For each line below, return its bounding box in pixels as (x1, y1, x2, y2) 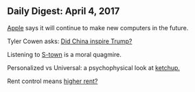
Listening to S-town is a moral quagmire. (7, 50, 122, 58)
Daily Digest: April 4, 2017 (7, 5, 120, 17)
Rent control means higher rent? (7, 77, 98, 85)
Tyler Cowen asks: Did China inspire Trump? (7, 37, 133, 45)
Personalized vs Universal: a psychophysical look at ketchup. (7, 63, 181, 71)
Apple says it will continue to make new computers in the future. (7, 23, 189, 32)
